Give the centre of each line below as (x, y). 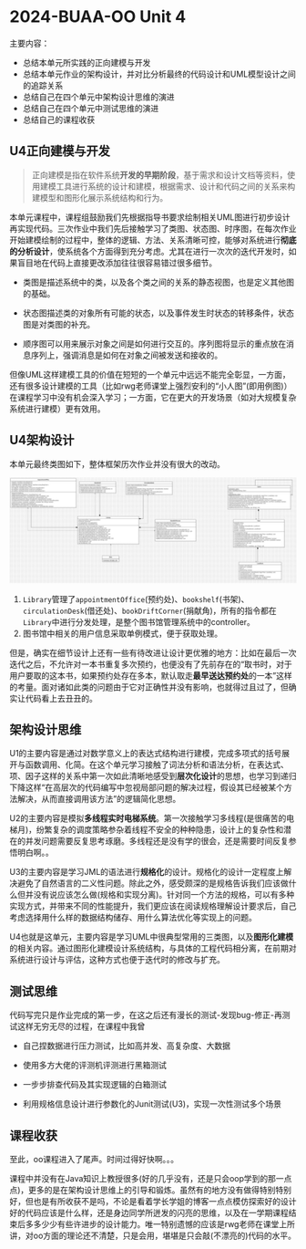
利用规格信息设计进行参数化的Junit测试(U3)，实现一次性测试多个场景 (152, 1104)
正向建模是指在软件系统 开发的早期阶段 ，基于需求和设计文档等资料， (159, 174)
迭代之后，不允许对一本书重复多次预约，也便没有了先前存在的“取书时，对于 (151, 664)
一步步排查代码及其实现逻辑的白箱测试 (94, 1085)
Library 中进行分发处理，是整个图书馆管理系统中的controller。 (138, 621)
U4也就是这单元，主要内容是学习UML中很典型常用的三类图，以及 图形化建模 (152, 937)
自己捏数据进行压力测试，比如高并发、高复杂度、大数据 (126, 1046)
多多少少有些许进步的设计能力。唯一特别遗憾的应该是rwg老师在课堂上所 (160, 1224)
